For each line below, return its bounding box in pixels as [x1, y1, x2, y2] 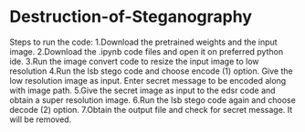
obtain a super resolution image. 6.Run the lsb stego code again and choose [9, 94, 297, 106]
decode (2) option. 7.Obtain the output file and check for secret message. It [9, 104, 293, 115]
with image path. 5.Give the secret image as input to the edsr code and [9, 85, 276, 96]
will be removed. [9, 114, 72, 125]
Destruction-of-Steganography [9, 6, 253, 27]
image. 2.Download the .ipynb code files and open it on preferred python [9, 46, 284, 56]
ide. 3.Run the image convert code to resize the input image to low [9, 56, 259, 66]
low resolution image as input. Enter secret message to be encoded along [9, 75, 287, 86]
